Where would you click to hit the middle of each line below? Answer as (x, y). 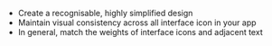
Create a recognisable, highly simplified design (105, 13)
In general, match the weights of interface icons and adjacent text (141, 32)
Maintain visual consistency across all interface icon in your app (137, 23)
